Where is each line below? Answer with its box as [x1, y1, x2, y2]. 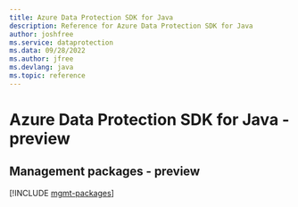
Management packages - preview [9, 164, 201, 179]
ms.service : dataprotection [9, 37, 114, 47]
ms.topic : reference [9, 71, 87, 80]
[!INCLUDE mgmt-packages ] [9, 187, 114, 198]
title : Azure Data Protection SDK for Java [9, 12, 174, 22]
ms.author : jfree [9, 54, 74, 63]
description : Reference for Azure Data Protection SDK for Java [9, 21, 253, 30]
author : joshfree [9, 29, 74, 38]
